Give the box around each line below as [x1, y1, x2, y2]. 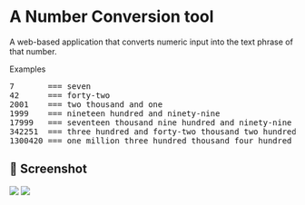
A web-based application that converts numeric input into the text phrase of [9, 36, 293, 47]
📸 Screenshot [9, 161, 88, 177]
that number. [9, 45, 57, 56]
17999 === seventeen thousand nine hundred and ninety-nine [9, 117, 292, 128]
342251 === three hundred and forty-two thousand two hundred [9, 126, 297, 137]
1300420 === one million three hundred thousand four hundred [9, 135, 292, 146]
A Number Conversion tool [9, 6, 214, 27]
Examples [9, 63, 46, 74]
